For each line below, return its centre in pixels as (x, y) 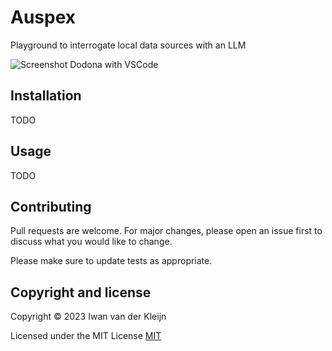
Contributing (51, 206)
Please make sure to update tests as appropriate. (111, 261)
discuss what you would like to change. (91, 242)
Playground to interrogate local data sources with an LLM (128, 45)
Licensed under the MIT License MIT (86, 336)
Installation (46, 96)
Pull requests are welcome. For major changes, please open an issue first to (166, 231)
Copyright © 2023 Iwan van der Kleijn (88, 317)
